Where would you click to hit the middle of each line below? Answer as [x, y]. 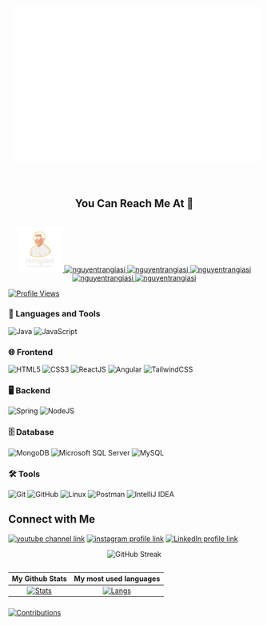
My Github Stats [40, 579]
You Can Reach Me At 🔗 [134, 203]
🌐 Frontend [31, 352]
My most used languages [117, 579]
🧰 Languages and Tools [54, 314]
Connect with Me [52, 519]
